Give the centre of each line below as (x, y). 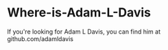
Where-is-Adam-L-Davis (79, 13)
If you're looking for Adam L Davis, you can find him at (84, 32)
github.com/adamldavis (40, 38)
